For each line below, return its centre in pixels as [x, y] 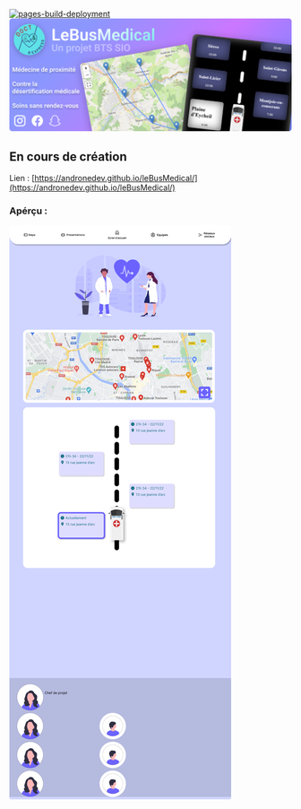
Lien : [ [22, 178]
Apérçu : [28, 211]
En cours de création [68, 157]
